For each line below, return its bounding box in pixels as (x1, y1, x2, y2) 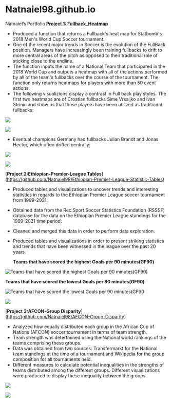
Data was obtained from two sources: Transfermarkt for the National (12, 345, 158, 351)
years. (12, 248, 27, 255)
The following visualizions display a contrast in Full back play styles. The (12, 90, 167, 97)
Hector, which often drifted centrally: (12, 141, 91, 147)
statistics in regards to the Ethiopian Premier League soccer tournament (12, 191, 165, 198)
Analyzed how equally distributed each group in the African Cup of (12, 323, 155, 330)
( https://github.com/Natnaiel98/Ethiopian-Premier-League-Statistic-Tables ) (5, 176, 165, 182)
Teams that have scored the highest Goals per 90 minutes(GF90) (12, 258, 155, 265)
